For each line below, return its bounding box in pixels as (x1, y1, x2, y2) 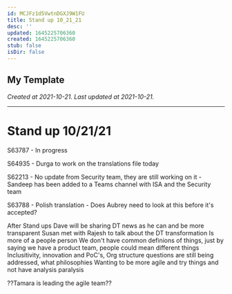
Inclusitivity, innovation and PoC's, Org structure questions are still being (7, 251, 214, 259)
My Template (7, 74, 65, 86)
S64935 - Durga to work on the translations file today (7, 159, 159, 168)
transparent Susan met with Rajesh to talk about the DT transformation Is (7, 228, 214, 237)
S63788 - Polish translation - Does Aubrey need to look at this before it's (7, 201, 214, 209)
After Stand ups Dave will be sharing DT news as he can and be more (7, 222, 205, 230)
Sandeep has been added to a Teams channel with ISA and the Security (7, 180, 211, 188)
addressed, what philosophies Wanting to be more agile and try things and (7, 258, 219, 266)
